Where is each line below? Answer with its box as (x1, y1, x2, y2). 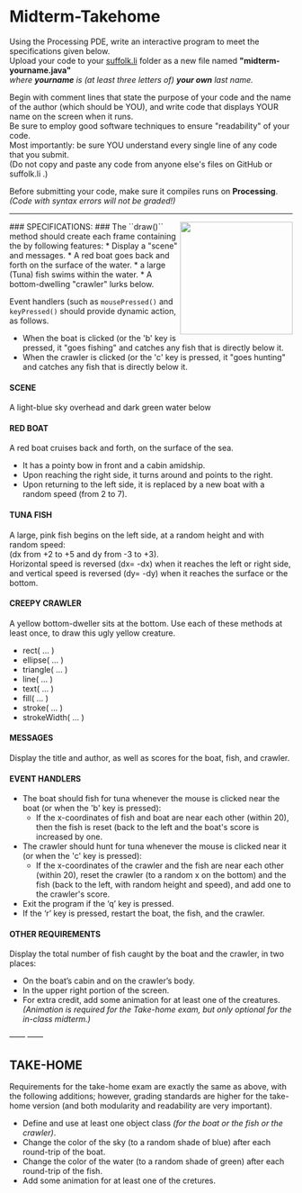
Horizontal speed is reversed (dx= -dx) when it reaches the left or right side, (9, 558, 291, 569)
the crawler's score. (35, 889, 111, 899)
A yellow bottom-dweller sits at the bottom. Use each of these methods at (9, 618, 283, 628)
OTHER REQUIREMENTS (9, 928, 102, 939)
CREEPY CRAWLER (9, 598, 83, 609)
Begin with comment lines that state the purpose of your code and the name (9, 92, 292, 103)
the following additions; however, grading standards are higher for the (9, 1091, 268, 1102)
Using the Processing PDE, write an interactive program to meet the (9, 36, 260, 47)
